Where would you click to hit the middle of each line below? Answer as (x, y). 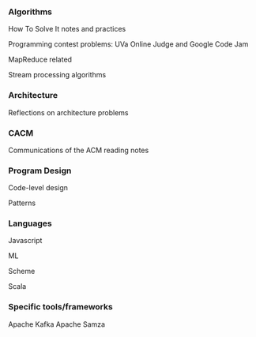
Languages (30, 223)
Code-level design (38, 188)
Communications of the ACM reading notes (79, 150)
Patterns (22, 203)
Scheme (22, 271)
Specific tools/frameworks (60, 307)
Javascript (25, 241)
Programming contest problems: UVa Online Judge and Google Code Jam (128, 44)
